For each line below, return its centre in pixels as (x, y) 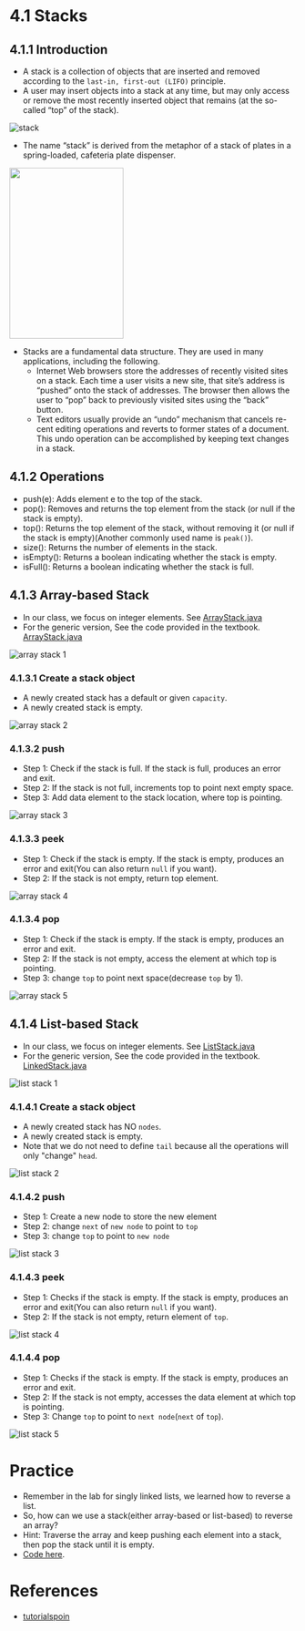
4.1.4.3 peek (37, 1277)
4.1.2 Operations (57, 477)
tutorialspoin (46, 1616)
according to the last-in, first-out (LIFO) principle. (124, 81)
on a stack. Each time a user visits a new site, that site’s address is (160, 380)
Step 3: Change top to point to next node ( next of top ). (123, 1416)
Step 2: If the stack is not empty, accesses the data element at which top (159, 1397)
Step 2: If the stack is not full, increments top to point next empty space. (158, 788)
